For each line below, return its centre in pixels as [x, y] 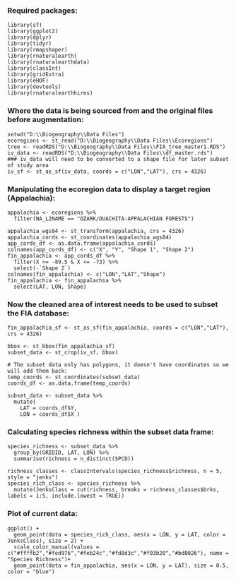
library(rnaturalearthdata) [49, 62]
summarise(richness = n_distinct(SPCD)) [74, 459]
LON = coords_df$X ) [50, 414]
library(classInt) [34, 68]
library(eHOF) [28, 81]
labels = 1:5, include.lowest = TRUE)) [66, 496]
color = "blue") [31, 571]
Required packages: [42, 11]
